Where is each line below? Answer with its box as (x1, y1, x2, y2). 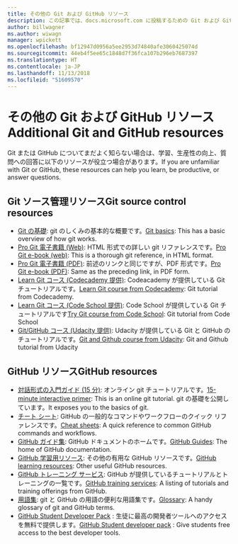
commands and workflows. (17, 429, 97, 437)
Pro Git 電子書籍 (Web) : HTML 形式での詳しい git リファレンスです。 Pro (17, 243, 227, 251)
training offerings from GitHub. (17, 487, 108, 495)
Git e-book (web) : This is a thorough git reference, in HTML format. (17, 251, 214, 259)
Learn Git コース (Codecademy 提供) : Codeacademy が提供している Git (17, 276, 225, 284)
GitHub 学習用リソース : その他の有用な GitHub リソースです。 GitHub (17, 453, 217, 462)
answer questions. (7, 173, 62, 181)
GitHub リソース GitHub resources (7, 365, 158, 378)
